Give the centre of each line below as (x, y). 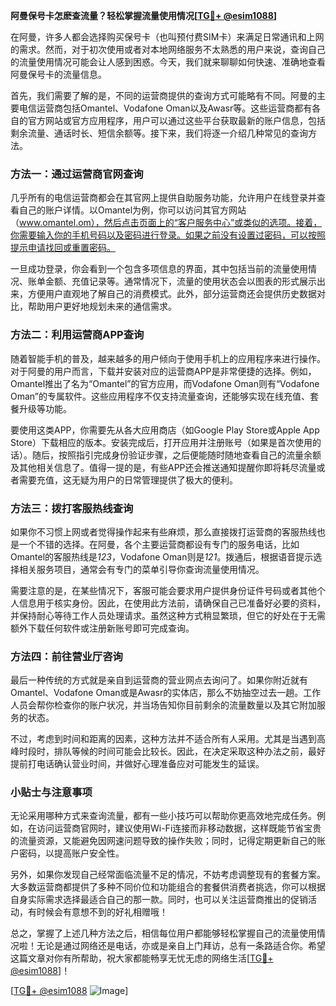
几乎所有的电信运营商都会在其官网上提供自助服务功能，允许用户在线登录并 (163, 198)
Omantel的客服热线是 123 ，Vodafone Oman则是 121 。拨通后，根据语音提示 (162, 556)
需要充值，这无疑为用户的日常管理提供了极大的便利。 (128, 480)
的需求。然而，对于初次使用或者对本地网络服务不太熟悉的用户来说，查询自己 (168, 49)
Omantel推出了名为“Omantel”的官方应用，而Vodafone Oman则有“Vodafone (165, 383)
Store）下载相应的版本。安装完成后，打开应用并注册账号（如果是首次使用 (161, 442)
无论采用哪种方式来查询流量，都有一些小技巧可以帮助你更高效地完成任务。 (163, 816)
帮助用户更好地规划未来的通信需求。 (102, 306)
